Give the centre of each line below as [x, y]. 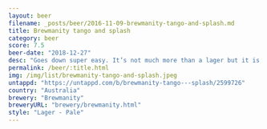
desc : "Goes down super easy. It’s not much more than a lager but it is [134, 61]
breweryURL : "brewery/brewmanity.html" [75, 105]
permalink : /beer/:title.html [59, 68]
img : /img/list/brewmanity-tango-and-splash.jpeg [93, 75]
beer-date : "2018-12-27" [50, 53]
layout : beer [30, 16]
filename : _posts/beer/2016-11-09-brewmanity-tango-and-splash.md [121, 23]
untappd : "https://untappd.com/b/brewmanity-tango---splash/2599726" [127, 83]
